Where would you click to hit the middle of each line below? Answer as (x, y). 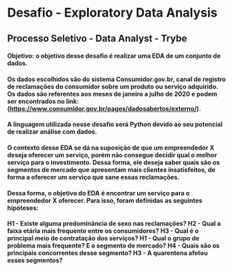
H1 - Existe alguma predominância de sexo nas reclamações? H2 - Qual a (114, 224)
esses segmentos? (35, 261)
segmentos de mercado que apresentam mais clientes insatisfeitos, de (111, 169)
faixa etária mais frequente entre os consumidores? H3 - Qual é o (103, 231)
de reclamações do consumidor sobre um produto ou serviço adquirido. (113, 86)
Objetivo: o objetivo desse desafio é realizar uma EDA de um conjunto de (114, 56)
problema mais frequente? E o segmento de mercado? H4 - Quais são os (113, 246)
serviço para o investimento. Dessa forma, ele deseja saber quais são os (113, 162)
